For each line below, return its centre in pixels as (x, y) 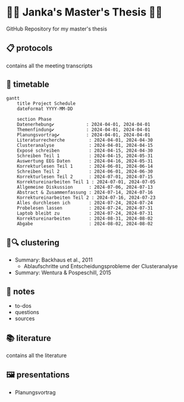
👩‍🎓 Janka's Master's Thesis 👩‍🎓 (84, 12)
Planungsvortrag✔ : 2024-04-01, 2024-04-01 (84, 135)
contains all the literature (37, 355)
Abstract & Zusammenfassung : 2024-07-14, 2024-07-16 (85, 192)
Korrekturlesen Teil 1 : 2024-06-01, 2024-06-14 (85, 166)
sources (25, 318)
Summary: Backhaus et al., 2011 (54, 260)
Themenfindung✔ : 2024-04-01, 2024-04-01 (84, 130)
